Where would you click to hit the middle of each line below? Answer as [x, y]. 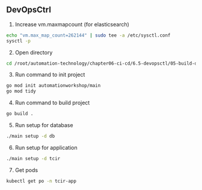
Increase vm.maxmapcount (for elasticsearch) [72, 24]
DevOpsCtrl [29, 10]
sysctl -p [19, 41]
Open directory [34, 52]
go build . [20, 114]
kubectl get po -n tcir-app [41, 181]
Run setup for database [44, 125]
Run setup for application [46, 147]
